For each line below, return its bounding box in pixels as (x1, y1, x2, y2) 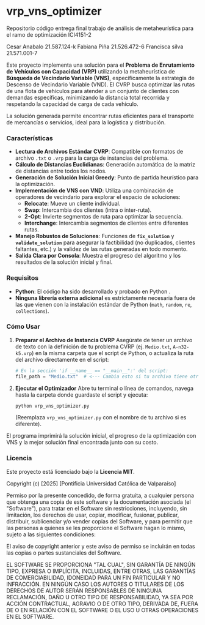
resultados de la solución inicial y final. (15, 258, 113, 266)
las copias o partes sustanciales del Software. (6, 549, 122, 556)
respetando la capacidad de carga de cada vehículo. (6, 100, 138, 108)
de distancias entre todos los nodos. (15, 167, 107, 175)
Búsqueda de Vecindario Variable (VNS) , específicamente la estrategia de (6, 74, 195, 81)
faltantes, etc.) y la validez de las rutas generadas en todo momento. (15, 245, 188, 253)
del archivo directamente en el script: (15, 356, 109, 363)
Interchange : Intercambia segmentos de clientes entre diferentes (24, 219, 189, 227)
